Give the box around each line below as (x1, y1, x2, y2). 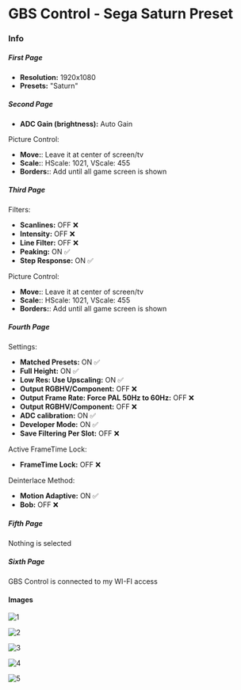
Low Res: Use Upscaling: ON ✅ (19, 375, 124, 384)
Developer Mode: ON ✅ (19, 419, 99, 429)
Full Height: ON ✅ (19, 366, 79, 375)
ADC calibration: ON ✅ (19, 410, 97, 420)
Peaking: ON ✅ (19, 247, 71, 257)
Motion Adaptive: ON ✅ (19, 490, 99, 500)
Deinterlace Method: (8, 475, 75, 485)
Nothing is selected (8, 538, 71, 547)
